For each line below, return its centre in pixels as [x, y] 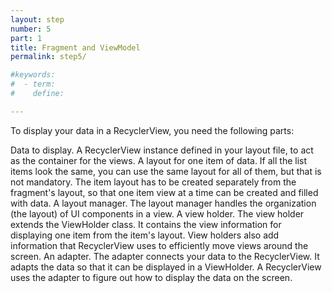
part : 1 [26, 38]
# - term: [33, 84]
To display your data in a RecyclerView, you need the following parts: [152, 130]
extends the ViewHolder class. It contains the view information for [146, 224]
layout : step [37, 19]
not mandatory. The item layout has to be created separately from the [153, 182]
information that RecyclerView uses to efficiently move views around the [159, 245]
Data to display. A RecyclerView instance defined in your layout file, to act [162, 150]
